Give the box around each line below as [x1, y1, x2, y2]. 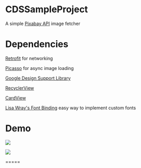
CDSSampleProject [5, 4, 88, 15]
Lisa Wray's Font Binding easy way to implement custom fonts [5, 105, 136, 111]
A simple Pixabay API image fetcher [5, 20, 81, 27]
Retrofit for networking [5, 55, 53, 61]
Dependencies [5, 38, 68, 50]
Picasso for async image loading [5, 65, 74, 71]
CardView [5, 94, 27, 101]
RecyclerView [5, 85, 34, 91]
